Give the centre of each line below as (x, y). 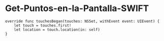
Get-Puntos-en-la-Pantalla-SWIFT (77, 8)
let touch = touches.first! (43, 25)
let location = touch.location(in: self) (57, 29)
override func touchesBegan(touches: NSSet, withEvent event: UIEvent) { (82, 21)
